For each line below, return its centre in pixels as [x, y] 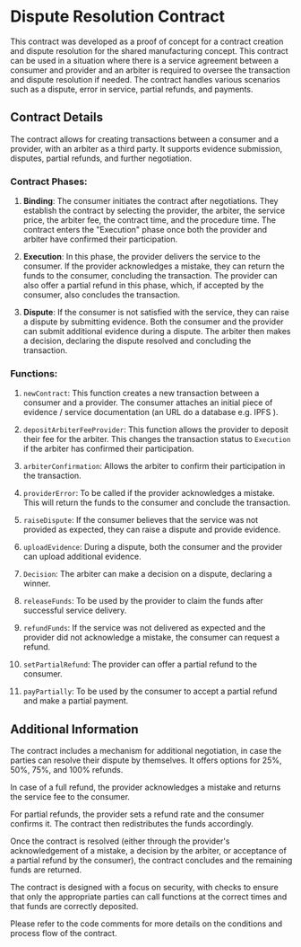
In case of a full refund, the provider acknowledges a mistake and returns [146, 787]
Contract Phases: [49, 181]
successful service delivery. [75, 611]
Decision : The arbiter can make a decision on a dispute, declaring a [147, 574]
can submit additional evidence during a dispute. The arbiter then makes [157, 332]
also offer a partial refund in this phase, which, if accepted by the [143, 286]
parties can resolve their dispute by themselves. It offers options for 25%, [146, 760]
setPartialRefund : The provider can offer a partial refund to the [140, 664]
